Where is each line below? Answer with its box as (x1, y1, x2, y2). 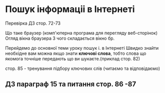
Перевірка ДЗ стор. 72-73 (5, 20, 61, 26)
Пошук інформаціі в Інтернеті (5, 4, 135, 15)
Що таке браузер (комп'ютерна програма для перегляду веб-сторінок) (5, 30, 158, 36)
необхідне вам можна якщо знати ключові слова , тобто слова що (5, 50, 146, 56)
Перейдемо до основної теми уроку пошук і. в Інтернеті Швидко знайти (5, 45, 159, 51)
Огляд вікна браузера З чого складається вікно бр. (5, 35, 115, 41)
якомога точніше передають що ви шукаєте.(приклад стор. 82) (5, 55, 140, 61)
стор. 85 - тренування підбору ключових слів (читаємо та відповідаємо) (5, 65, 160, 71)
